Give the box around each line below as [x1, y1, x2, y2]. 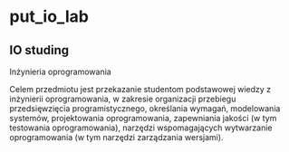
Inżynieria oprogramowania [9, 66, 111, 77]
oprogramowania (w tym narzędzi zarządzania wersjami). [9, 132, 224, 142]
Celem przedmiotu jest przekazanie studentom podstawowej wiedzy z [9, 84, 272, 94]
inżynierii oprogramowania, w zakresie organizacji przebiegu [9, 93, 236, 104]
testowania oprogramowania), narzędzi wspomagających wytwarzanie [9, 122, 274, 133]
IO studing [9, 43, 70, 58]
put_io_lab [9, 6, 89, 27]
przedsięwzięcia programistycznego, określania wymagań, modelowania [9, 103, 281, 114]
